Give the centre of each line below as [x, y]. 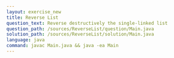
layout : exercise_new [34, 12]
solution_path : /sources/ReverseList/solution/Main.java [80, 34]
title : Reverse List [33, 18]
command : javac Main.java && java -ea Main [63, 46]
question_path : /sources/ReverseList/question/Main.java [80, 29]
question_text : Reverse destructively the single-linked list [87, 23]
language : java [26, 40]
